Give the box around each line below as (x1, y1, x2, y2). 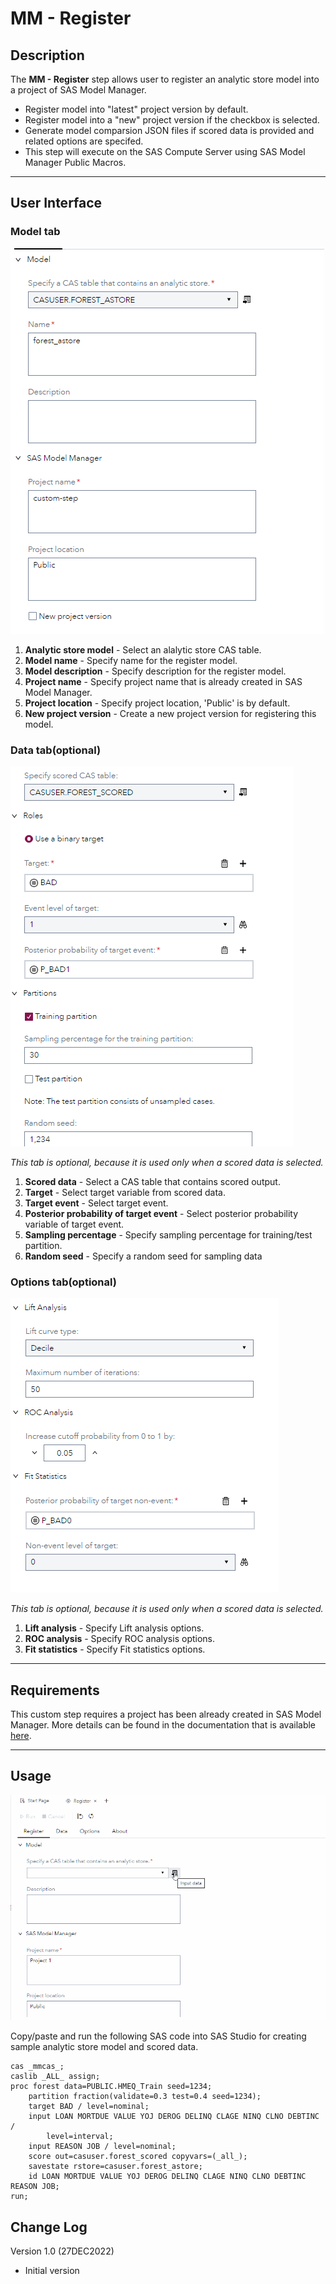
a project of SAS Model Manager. (10, 84, 147, 96)
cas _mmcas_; (10, 2062, 65, 2072)
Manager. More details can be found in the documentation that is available (10, 1719, 317, 1731)
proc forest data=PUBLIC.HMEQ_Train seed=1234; (10, 2082, 213, 2092)
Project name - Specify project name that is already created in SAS (24, 675, 303, 687)
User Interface (10, 195, 103, 212)
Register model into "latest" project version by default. (24, 103, 249, 115)
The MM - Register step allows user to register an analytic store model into (10, 73, 320, 85)
